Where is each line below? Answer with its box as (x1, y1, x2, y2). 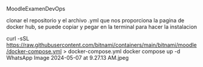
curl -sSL (6, 35, 29, 42)
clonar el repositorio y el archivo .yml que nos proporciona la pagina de (6, 17, 185, 24)
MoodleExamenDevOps (6, 5, 66, 12)
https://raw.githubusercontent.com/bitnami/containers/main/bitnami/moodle (6, 42, 197, 48)
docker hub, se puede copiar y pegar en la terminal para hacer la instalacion (6, 24, 198, 30)
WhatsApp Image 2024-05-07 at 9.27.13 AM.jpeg (6, 54, 129, 61)
